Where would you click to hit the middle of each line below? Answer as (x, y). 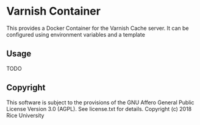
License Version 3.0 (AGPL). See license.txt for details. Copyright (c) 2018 (99, 109)
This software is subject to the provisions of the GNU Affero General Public (100, 102)
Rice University (25, 115)
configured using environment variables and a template (76, 34)
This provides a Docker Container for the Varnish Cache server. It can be (98, 28)
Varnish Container (53, 11)
